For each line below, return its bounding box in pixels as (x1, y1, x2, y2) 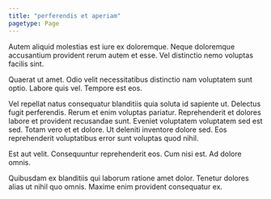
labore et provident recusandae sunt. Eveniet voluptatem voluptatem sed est (8, 116, 263, 125)
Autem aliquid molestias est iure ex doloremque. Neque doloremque (8, 41, 235, 51)
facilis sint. (8, 58, 44, 69)
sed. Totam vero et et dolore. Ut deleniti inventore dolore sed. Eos (8, 125, 227, 134)
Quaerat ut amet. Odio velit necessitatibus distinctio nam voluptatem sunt (8, 74, 253, 84)
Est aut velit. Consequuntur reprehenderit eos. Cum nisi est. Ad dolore (8, 149, 242, 159)
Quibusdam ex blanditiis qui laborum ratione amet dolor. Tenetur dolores (8, 173, 249, 183)
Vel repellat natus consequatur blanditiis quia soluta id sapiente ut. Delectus (8, 99, 261, 108)
